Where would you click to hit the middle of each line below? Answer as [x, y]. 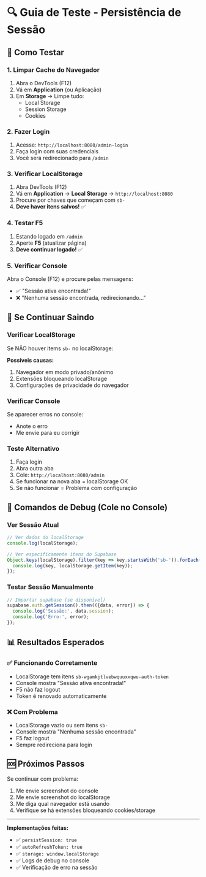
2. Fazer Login [28, 131]
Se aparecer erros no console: [45, 415]
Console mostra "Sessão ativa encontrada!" [71, 683]
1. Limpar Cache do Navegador [53, 70]
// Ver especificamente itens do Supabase [62, 554]
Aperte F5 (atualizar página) [51, 243]
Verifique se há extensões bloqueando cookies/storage [85, 810]
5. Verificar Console [37, 266]
